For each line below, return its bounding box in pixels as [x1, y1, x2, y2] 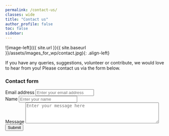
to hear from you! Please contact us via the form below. [5, 65, 121, 71]
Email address [5, 89, 35, 96]
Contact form [5, 78, 39, 85]
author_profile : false [5, 21, 53, 27]
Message [5, 119, 25, 125]
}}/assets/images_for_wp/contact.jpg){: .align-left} [5, 50, 110, 56]
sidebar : [5, 31, 24, 36]
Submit [8, 125, 21, 130]
